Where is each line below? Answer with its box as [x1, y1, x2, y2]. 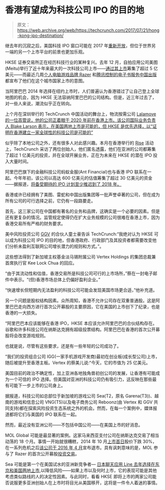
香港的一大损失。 [5, 310, 40, 316]
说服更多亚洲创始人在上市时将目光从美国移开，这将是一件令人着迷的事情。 [9, 480, 160, 486]
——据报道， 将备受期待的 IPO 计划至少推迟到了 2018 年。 [5, 181, 122, 187]
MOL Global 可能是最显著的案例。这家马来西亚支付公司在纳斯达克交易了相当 [5, 432, 160, 438]
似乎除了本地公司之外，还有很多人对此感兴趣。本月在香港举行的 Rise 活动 [5, 140, 154, 146]
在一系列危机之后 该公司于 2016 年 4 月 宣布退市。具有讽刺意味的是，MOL [5, 444, 153, 451]
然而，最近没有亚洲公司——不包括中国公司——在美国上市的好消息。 [5, 422, 143, 427]
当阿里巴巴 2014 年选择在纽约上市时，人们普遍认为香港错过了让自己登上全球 [5, 88, 160, 94]
